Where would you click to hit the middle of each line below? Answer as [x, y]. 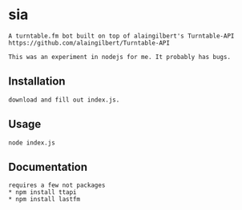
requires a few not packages [57, 185]
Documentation [48, 166]
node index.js [32, 143]
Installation [37, 81]
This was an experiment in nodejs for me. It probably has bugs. [119, 57]
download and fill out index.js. [64, 100]
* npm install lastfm [44, 200]
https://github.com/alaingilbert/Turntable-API [89, 43]
